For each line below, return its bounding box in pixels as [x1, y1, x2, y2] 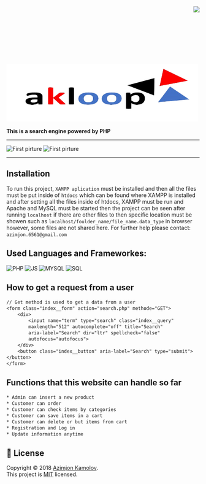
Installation [6, 169, 50, 179]
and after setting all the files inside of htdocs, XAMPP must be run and [6, 198, 184, 205]
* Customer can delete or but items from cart [6, 419, 128, 425]
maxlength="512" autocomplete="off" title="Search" [28, 324, 164, 330]
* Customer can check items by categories [6, 407, 116, 413]
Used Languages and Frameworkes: [6, 248, 147, 259]
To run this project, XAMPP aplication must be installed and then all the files [6, 185, 197, 192]
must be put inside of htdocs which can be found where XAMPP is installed [6, 191, 196, 199]
